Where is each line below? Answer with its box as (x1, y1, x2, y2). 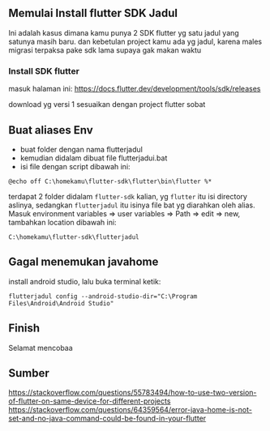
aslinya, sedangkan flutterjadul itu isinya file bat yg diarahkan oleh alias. (8, 200, 255, 210)
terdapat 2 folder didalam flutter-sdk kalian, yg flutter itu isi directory (8, 191, 247, 201)
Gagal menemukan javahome (8, 255, 159, 269)
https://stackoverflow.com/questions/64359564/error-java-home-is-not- (8, 405, 253, 415)
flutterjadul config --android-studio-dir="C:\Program (8, 292, 198, 301)
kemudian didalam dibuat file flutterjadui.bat (19, 153, 168, 163)
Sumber (8, 366, 50, 380)
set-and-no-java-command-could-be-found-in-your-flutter (8, 413, 207, 424)
